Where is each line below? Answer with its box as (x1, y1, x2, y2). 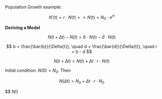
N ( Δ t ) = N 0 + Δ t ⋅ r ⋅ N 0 (59, 78, 105, 85)
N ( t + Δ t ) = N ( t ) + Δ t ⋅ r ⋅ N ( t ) (54, 58, 110, 64)
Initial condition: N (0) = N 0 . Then (5, 67, 71, 75)
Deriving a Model (5, 25, 40, 31)
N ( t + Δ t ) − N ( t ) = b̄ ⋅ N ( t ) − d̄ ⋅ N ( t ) (48, 34, 116, 40)
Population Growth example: (5, 4, 62, 10)
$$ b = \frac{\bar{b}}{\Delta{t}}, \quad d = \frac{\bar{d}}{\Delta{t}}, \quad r (6, 44, 157, 49)
